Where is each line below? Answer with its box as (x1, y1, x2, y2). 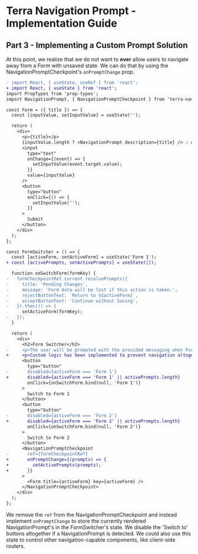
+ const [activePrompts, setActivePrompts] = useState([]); (6, 260, 157, 266)
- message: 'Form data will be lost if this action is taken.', (6, 287, 178, 293)
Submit (27, 217, 44, 222)
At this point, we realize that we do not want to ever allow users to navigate (6, 56, 189, 63)
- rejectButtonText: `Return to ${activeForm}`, (6, 292, 138, 299)
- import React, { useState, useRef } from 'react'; (6, 80, 138, 86)
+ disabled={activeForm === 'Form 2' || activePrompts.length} (6, 418, 181, 424)
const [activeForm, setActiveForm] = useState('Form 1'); (11, 254, 157, 260)
